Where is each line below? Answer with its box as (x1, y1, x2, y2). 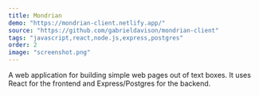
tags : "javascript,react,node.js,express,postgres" (8, 33, 183, 42)
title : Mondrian (8, 11, 62, 20)
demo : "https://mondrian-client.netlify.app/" (8, 19, 166, 27)
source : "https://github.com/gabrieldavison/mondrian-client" (8, 26, 219, 34)
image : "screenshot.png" (8, 48, 91, 56)
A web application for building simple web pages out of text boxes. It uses (8, 71, 251, 79)
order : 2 (8, 41, 37, 49)
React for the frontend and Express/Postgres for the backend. (8, 79, 211, 88)
